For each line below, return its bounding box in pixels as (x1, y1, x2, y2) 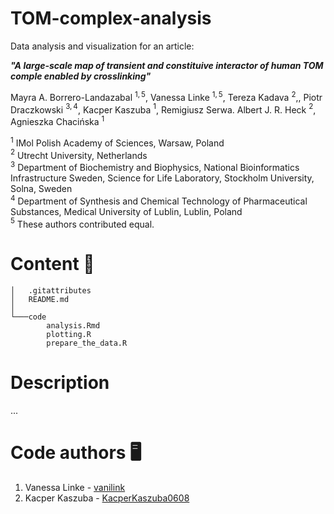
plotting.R (46, 330, 92, 340)
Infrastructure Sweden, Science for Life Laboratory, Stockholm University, (10, 172, 315, 184)
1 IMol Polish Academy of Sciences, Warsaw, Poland (10, 135, 225, 149)
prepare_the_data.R (46, 338, 128, 349)
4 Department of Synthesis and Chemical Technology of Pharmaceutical (10, 193, 308, 207)
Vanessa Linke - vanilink (24, 482, 126, 493)
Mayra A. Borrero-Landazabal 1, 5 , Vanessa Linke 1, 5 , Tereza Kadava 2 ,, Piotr (10, 89, 323, 103)
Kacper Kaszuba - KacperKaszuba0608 (24, 492, 190, 504)
